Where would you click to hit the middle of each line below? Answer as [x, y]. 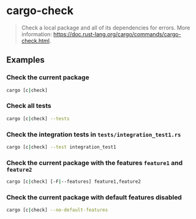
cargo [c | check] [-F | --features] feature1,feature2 [73, 182]
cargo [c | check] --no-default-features [57, 210]
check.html [36, 40]
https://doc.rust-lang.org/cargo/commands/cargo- [117, 34]
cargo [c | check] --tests [38, 118]
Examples [25, 60]
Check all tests [29, 106]
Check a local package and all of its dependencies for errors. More [106, 28]
